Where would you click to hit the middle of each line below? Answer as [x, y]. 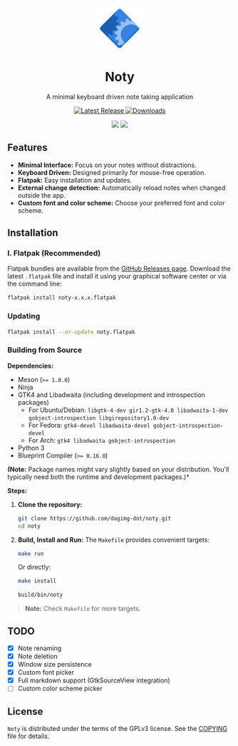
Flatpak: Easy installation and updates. [75, 180]
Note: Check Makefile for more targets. [83, 609]
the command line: [35, 284]
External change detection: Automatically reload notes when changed [121, 188]
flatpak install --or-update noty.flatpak [71, 332]
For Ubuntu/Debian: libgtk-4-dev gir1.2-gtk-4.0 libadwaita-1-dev [128, 410]
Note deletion [38, 656]
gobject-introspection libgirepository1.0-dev [99, 418]
